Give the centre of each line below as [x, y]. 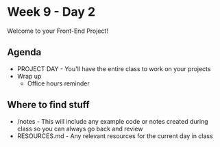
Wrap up [29, 76]
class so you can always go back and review [80, 129]
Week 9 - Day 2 [51, 12]
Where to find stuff [49, 105]
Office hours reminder [59, 83]
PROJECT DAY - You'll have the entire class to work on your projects [114, 68]
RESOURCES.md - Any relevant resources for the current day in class [115, 136]
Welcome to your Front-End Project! [58, 31]
